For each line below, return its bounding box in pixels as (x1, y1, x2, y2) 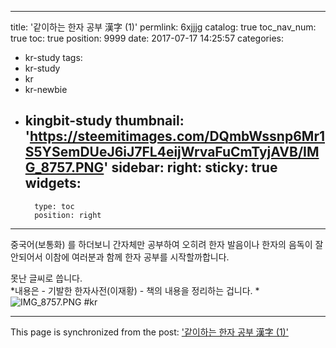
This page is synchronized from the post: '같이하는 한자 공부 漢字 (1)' (10, 326, 289, 338)
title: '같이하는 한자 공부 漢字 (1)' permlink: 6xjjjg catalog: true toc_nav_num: (10, 21, 317, 33)
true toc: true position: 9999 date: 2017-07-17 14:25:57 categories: (10, 32, 284, 44)
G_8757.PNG (24, 159, 105, 176)
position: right (34, 210, 102, 220)
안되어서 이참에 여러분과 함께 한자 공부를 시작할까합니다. (10, 251, 230, 263)
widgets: (24, 175, 82, 192)
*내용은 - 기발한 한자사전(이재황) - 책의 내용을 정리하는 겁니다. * (10, 284, 260, 296)
